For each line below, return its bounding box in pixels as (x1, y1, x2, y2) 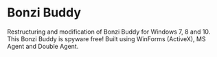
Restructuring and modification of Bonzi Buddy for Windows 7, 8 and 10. (7, 27, 211, 36)
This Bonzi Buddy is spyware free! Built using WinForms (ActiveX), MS (7, 34, 206, 43)
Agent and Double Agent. (7, 42, 79, 50)
